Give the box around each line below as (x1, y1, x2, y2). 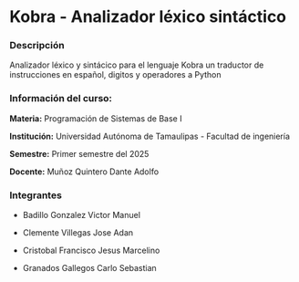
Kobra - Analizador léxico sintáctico (9, 6, 287, 27)
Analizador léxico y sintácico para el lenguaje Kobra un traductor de (9, 59, 264, 70)
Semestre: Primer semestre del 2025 (9, 148, 149, 159)
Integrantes (9, 189, 62, 202)
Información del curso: (9, 92, 112, 105)
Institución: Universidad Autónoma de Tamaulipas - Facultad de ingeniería (9, 131, 290, 141)
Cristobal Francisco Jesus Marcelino (22, 245, 160, 256)
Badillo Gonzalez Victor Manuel (22, 210, 141, 221)
